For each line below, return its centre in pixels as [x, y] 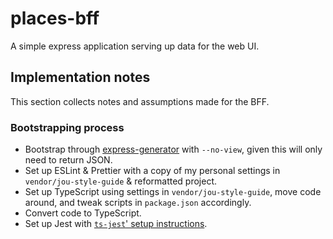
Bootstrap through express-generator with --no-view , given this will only [173, 149]
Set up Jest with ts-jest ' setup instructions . [116, 224]
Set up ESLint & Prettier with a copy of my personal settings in [152, 171]
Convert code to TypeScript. [83, 213]
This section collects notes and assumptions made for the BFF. [140, 101]
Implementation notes [80, 77]
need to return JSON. [68, 160]
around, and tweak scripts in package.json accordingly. [138, 203]
